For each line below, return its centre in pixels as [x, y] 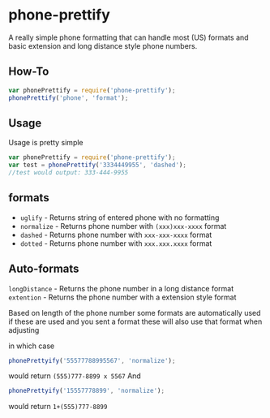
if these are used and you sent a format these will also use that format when [135, 321]
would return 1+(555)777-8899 [58, 407]
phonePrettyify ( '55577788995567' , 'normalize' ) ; [92, 360]
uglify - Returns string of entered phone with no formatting [120, 218]
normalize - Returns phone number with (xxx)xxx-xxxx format [123, 226]
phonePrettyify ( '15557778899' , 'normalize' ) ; [86, 391]
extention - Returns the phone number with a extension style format [122, 297]
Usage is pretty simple [46, 143]
